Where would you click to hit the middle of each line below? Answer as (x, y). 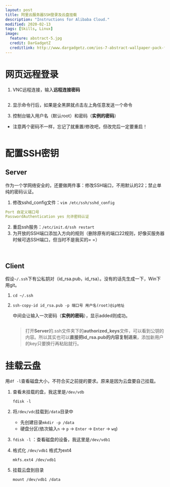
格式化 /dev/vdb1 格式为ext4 (42, 450)
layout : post (19, 10)
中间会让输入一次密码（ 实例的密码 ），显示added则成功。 (71, 316)
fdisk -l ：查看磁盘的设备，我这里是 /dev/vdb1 (61, 440)
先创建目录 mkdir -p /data (47, 422)
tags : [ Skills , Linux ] (29, 29)
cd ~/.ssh (23, 296)
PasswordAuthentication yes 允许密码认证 (47, 217)
